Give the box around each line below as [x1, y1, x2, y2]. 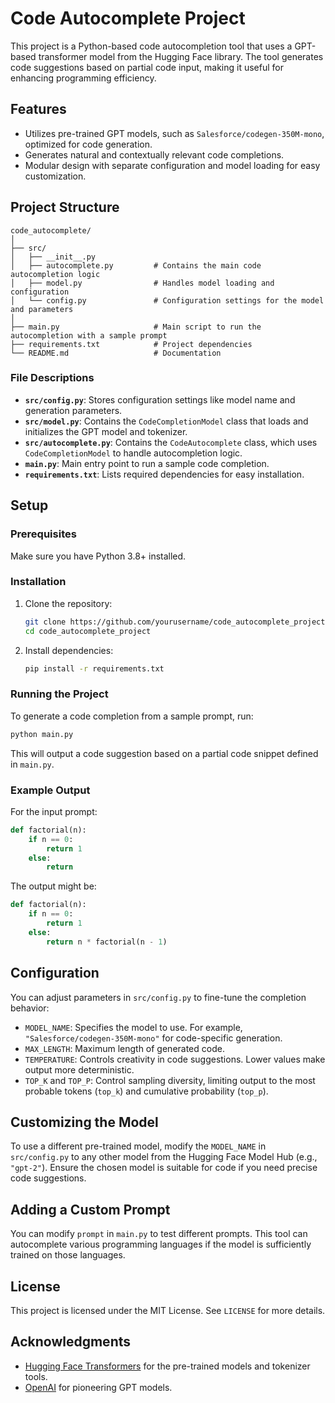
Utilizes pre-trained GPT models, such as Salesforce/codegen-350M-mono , [24, 127, 325, 139]
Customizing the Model [10, 1113, 159, 1131]
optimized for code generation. [24, 138, 153, 150]
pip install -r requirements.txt [24, 663, 165, 674]
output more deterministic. [24, 1063, 135, 1076]
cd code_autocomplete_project [24, 626, 152, 636]
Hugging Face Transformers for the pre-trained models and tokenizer [24, 1360, 311, 1372]
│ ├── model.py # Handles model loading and [10, 278, 275, 288]
